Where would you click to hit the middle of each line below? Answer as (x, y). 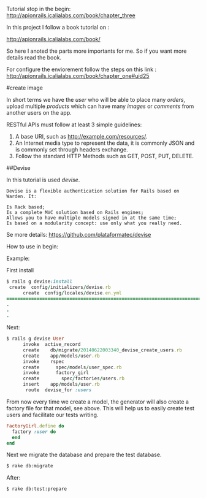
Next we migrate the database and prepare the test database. (84, 455)
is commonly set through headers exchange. (71, 149)
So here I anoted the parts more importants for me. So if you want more (97, 51)
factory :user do (34, 432)
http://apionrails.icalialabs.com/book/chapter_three (71, 15)
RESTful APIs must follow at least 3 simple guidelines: (74, 124)
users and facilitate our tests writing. (52, 415)
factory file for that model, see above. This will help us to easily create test (101, 408)
